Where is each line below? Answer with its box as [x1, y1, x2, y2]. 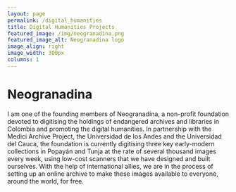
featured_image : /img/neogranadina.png [7, 30, 125, 37]
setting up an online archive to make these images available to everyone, [7, 169, 218, 178]
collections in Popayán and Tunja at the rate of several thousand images [7, 147, 217, 155]
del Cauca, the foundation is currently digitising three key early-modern [7, 139, 215, 148]
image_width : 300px [7, 50, 65, 57]
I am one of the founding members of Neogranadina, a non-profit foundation [7, 110, 230, 118]
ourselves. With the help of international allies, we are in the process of [7, 162, 213, 170]
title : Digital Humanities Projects [7, 23, 115, 30]
